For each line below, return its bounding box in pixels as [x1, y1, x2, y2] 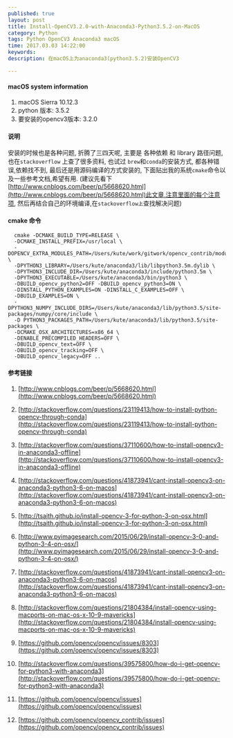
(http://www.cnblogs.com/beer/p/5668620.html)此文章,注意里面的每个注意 [8, 191, 221, 199]
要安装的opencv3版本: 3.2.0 [17, 115, 97, 123]
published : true [8, 10, 55, 17]
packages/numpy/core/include [8, 311, 92, 318]
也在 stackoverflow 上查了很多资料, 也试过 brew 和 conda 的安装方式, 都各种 [8, 157, 214, 166]
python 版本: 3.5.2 [17, 106, 70, 114]
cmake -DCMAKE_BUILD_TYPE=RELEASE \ [14, 232, 120, 239]
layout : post [8, 17, 46, 24]
